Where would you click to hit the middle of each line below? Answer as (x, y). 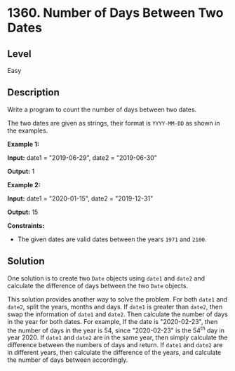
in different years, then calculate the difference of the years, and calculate (114, 353)
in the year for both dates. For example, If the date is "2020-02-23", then (113, 321)
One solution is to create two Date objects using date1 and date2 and (106, 278)
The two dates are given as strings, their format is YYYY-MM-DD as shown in (114, 123)
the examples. (28, 130)
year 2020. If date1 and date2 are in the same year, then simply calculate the (117, 337)
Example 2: (24, 184)
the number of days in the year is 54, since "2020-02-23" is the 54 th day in (116, 330)
